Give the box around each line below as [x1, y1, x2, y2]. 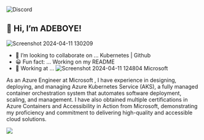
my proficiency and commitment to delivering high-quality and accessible [6, 109, 193, 116]
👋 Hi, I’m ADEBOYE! [6, 23, 82, 34]
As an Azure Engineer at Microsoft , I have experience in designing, [6, 76, 177, 84]
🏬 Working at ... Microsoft [15, 64, 168, 72]
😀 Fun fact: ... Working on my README [15, 58, 115, 65]
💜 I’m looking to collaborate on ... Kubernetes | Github [15, 51, 151, 59]
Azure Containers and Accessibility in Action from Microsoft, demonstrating [6, 102, 198, 109]
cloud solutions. [6, 115, 47, 122]
